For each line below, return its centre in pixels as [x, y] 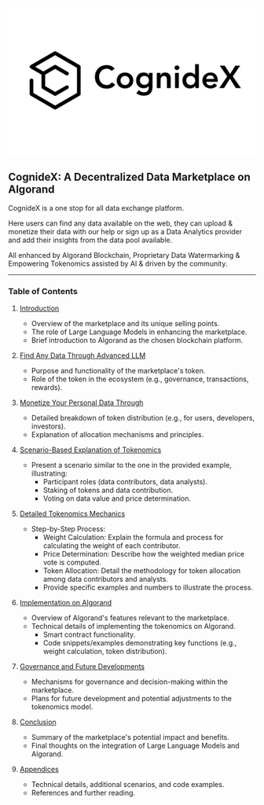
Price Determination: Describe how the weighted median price [144, 554]
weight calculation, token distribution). [105, 652]
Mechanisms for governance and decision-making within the [129, 682]
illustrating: [49, 473]
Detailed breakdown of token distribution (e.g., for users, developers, [143, 418]
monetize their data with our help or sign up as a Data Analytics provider [125, 232]
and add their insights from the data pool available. [90, 240]
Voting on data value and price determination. [117, 498]
